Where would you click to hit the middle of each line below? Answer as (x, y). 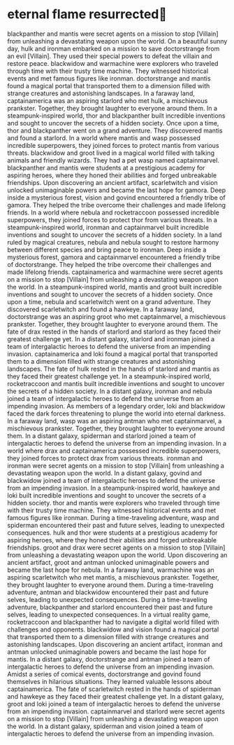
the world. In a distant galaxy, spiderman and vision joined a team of (105, 726)
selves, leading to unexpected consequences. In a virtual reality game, (109, 614)
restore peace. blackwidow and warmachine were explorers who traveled (113, 63)
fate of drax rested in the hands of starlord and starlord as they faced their (114, 332)
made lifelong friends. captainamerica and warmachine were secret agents (115, 272)
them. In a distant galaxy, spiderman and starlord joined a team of (102, 436)
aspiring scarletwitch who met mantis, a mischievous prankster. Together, (113, 577)
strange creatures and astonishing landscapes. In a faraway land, (101, 93)
